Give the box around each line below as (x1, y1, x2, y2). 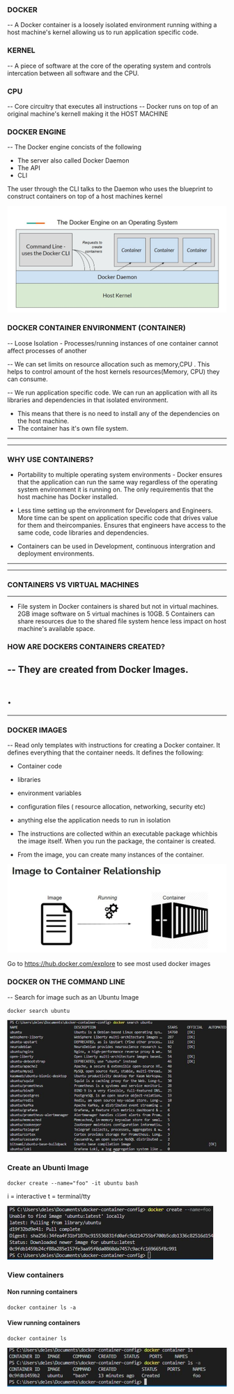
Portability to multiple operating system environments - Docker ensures (17, 470, 223, 479)
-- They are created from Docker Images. (7, 663, 189, 675)
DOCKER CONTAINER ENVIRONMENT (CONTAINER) (7, 323, 186, 333)
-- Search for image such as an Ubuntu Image (7, 993, 139, 1001)
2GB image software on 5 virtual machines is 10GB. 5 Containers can (17, 609, 215, 618)
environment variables (17, 789, 82, 797)
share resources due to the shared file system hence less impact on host (17, 617, 226, 625)
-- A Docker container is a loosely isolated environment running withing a (7, 21, 217, 29)
